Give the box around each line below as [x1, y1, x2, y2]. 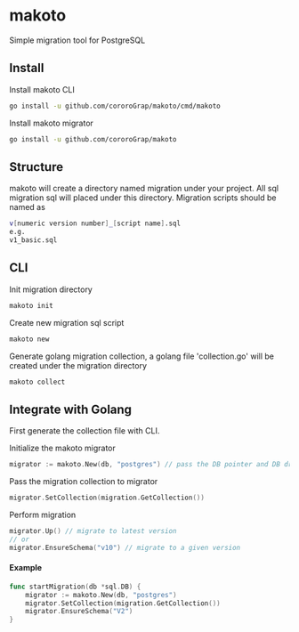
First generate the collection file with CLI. [9, 425, 160, 436]
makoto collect [9, 377, 66, 386]
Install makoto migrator [9, 117, 93, 128]
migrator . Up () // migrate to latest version [9, 526, 177, 535]
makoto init [9, 301, 53, 310]
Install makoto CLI [9, 84, 76, 94]
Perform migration [9, 509, 77, 520]
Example [9, 563, 43, 573]
